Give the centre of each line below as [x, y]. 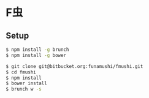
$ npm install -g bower [36, 55]
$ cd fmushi [21, 72]
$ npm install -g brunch [37, 50]
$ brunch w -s [24, 89]
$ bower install [26, 83]
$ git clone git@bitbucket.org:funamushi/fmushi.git [74, 66]
